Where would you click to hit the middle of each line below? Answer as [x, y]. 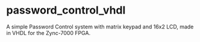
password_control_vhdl [66, 10]
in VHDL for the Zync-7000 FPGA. [48, 33]
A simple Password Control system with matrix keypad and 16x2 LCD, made [100, 27]
